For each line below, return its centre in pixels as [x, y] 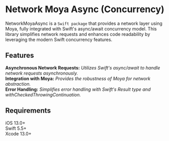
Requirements [28, 111]
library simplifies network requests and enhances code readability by [78, 34]
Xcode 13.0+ [19, 133]
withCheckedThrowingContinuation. [43, 94]
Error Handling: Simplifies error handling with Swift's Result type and [78, 89]
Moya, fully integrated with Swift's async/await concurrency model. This [81, 28]
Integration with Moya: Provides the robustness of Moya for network [78, 78]
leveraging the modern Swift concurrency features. [59, 40]
